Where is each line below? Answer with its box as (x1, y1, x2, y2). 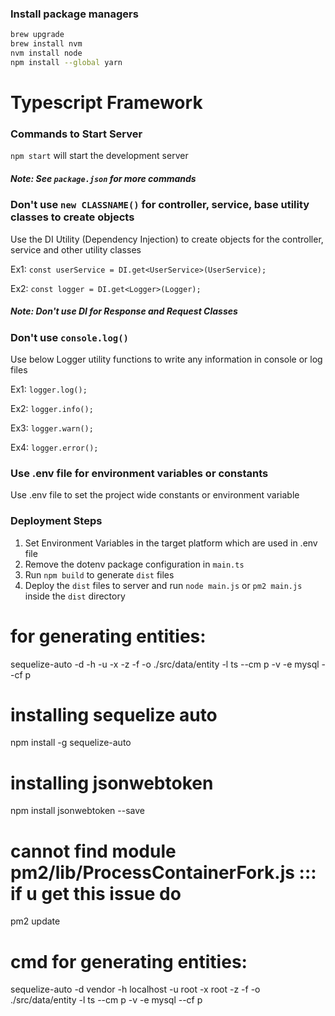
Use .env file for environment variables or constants (10, 466, 269, 480)
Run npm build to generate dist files (24, 568, 175, 581)
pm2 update (10, 915, 61, 927)
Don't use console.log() (10, 330, 129, 344)
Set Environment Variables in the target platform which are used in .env (24, 537, 318, 549)
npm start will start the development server (10, 150, 189, 162)
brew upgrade (10, 30, 65, 40)
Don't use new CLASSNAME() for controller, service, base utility (10, 198, 310, 212)
